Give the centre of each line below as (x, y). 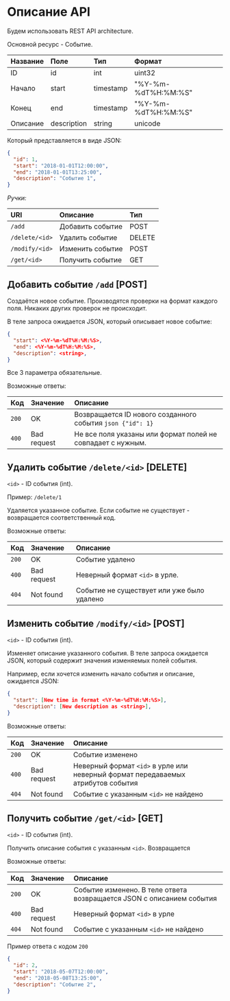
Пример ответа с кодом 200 (48, 946)
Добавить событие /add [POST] (77, 285)
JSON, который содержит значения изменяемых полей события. (102, 660)
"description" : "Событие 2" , (55, 985)
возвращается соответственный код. (62, 518)
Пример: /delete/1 (35, 497)
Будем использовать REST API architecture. (70, 31)
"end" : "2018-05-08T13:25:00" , (58, 978)
